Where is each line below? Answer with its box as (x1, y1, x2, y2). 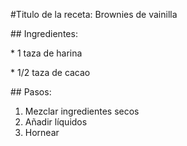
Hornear (24, 127, 60, 138)
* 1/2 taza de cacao (10, 67, 91, 78)
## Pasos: (10, 86, 52, 98)
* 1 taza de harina (10, 47, 83, 59)
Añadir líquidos (24, 116, 88, 128)
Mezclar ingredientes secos (24, 105, 140, 117)
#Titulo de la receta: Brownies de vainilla (10, 9, 178, 20)
